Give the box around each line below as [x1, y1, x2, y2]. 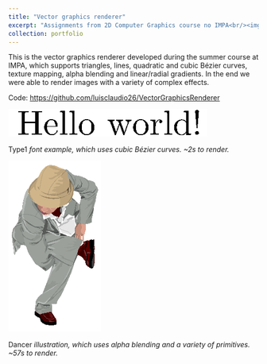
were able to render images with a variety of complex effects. [8, 78, 210, 87]
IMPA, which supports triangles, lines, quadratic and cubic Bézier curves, [8, 60, 248, 71]
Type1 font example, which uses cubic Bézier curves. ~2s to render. [8, 145, 230, 154]
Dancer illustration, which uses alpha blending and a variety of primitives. [8, 340, 250, 350]
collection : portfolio [8, 29, 83, 37]
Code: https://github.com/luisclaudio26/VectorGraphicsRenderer [8, 93, 220, 103]
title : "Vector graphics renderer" [8, 13, 126, 21]
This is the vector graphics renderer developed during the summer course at [8, 52, 259, 62]
